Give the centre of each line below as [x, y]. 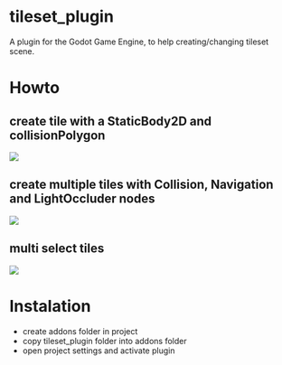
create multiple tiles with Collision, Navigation [141, 185]
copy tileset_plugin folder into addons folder [104, 341]
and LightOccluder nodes [82, 199]
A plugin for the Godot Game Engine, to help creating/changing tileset [139, 42]
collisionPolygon [57, 135]
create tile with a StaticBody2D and [111, 121]
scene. [22, 51]
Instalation [50, 306]
